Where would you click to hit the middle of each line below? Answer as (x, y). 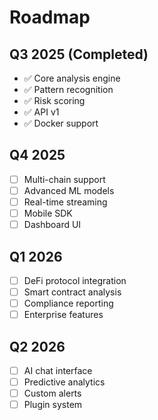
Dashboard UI (52, 225)
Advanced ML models (69, 190)
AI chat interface (58, 370)
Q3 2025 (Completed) (79, 54)
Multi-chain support (64, 179)
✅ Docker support (61, 123)
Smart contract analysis (72, 292)
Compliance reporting (68, 303)
